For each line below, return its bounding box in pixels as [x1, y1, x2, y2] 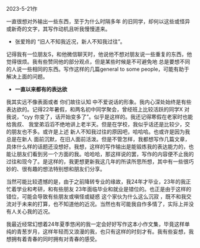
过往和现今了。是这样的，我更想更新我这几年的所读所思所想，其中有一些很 [6, 158, 189, 165]
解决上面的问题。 [6, 73, 48, 80]
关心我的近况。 [16, 208, 54, 215]
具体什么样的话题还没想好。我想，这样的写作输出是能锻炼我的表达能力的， [6, 143, 189, 150]
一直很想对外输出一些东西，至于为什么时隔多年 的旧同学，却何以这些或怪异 [6, 18, 190, 25]
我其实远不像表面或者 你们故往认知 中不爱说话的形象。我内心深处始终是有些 [6, 98, 192, 106]
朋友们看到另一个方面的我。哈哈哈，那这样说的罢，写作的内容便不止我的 [16, 151, 194, 157]
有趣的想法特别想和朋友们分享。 [26, 166, 105, 172]
